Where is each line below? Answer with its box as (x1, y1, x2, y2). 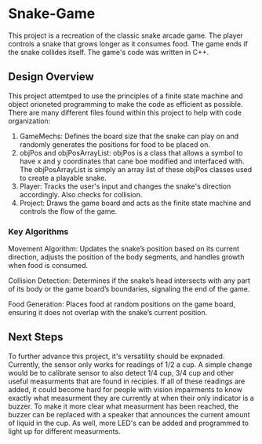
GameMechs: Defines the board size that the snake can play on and (19, 131, 239, 141)
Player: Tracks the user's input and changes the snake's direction (19, 182, 231, 191)
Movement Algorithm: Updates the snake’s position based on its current (8, 244, 240, 254)
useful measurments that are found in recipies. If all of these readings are (8, 376, 246, 386)
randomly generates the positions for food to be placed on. (19, 139, 210, 149)
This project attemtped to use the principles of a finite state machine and (8, 91, 243, 101)
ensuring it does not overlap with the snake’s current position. (8, 308, 208, 317)
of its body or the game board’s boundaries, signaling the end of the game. (8, 284, 250, 294)
